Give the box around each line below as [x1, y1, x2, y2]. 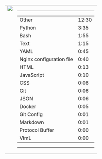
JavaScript [19, 72, 45, 78]
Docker [19, 103, 36, 110]
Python [19, 24, 36, 31]
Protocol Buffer [19, 127, 54, 133]
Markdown [19, 119, 44, 126]
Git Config [19, 111, 43, 118]
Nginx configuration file [19, 56, 73, 63]
